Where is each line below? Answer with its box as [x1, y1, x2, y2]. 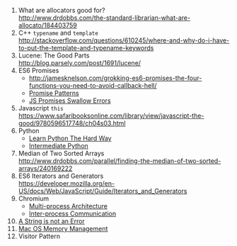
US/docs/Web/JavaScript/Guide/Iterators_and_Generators [18, 187, 187, 195]
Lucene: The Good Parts [18, 51, 90, 60]
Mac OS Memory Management [18, 225, 108, 233]
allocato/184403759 [18, 21, 77, 29]
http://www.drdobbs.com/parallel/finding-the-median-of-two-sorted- [18, 157, 221, 165]
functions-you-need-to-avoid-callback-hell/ [28, 82, 157, 89]
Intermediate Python [28, 142, 89, 150]
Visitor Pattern [18, 232, 61, 240]
